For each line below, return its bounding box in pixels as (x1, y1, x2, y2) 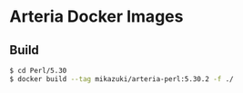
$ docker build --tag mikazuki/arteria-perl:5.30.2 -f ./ (9, 74, 234, 83)
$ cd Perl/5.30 (9, 66, 67, 75)
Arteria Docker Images (9, 6, 184, 27)
